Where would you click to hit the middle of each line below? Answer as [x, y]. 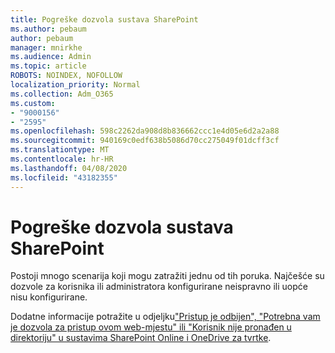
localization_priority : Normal [75, 85]
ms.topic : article [48, 66]
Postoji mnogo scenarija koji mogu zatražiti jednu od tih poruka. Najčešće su [167, 276]
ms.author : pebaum [48, 29]
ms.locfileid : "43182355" [64, 177]
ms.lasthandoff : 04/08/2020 [69, 168]
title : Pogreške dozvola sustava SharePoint [104, 19]
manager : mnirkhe [46, 47]
